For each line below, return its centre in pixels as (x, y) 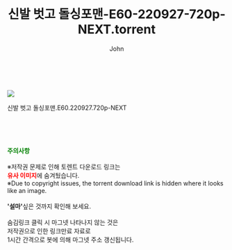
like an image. (27, 190)
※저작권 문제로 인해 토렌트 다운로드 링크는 (64, 167)
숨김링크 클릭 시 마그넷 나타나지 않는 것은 (63, 222)
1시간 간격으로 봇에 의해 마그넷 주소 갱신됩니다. (71, 240)
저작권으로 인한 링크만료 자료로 (49, 231)
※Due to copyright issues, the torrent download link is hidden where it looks (115, 183)
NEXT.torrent (117, 30)
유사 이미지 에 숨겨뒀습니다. (43, 175)
